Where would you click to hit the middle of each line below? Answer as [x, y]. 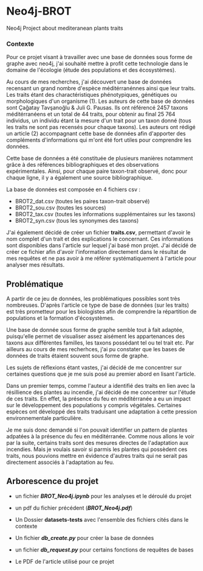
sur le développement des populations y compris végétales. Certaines [94, 405]
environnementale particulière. [45, 418]
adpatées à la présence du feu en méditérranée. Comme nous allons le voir [100, 436]
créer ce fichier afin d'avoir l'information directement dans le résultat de [96, 252]
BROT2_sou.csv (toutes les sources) [60, 208]
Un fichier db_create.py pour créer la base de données [84, 538]
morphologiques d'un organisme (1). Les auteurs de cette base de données [100, 101]
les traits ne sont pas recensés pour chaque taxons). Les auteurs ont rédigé [101, 127]
